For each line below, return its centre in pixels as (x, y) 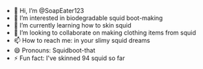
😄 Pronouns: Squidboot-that (54, 50)
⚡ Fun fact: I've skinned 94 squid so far (69, 58)
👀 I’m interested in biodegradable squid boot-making (88, 18)
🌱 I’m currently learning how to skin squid (73, 25)
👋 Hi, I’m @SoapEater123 (49, 11)
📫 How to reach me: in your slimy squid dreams (82, 40)
